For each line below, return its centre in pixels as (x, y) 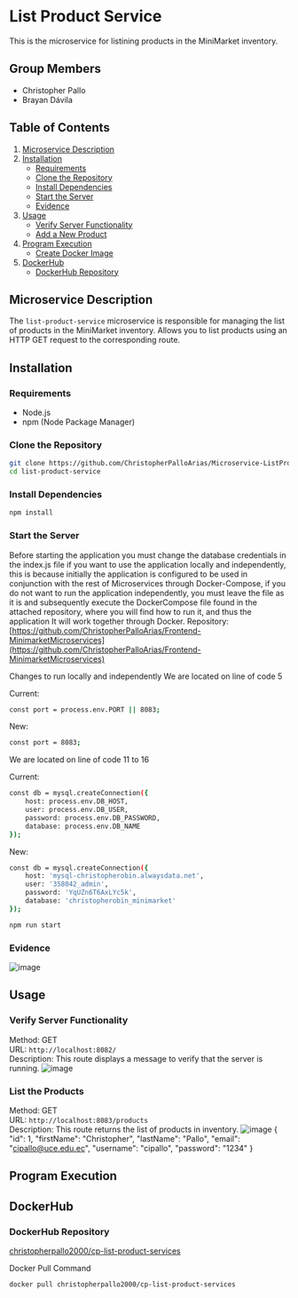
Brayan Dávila (47, 100)
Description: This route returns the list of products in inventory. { (143, 1129)
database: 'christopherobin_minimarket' (101, 901)
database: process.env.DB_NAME (83, 826)
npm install (31, 513)
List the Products (47, 1091)
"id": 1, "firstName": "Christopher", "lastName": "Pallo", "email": (125, 1138)
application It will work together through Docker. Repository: (119, 621)
